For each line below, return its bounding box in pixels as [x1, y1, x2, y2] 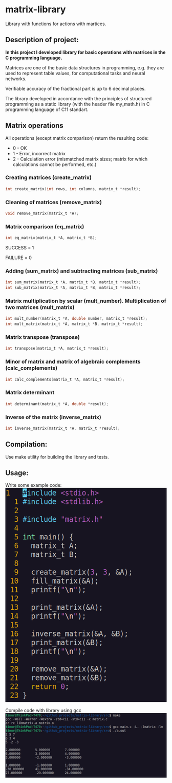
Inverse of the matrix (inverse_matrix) [5, 413, 101, 421]
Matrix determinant [5, 389, 55, 396]
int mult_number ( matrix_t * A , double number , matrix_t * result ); [5, 316, 147, 321]
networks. [5, 76, 27, 82]
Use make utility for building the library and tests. [5, 453, 109, 460]
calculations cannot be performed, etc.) [12, 161, 97, 168]
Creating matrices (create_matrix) [5, 174, 92, 181]
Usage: [5, 469, 29, 478]
